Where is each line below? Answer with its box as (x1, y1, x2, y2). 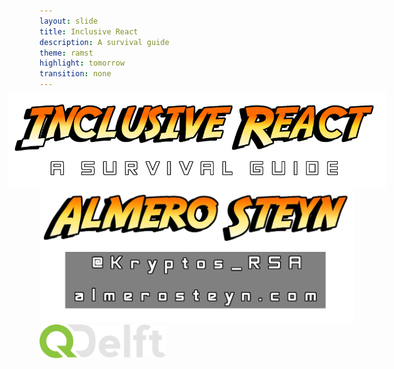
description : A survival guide (39, 37, 170, 47)
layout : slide (39, 16, 99, 26)
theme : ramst (39, 48, 94, 58)
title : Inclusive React (39, 26, 139, 37)
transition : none (39, 69, 112, 79)
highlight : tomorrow (39, 58, 126, 69)
